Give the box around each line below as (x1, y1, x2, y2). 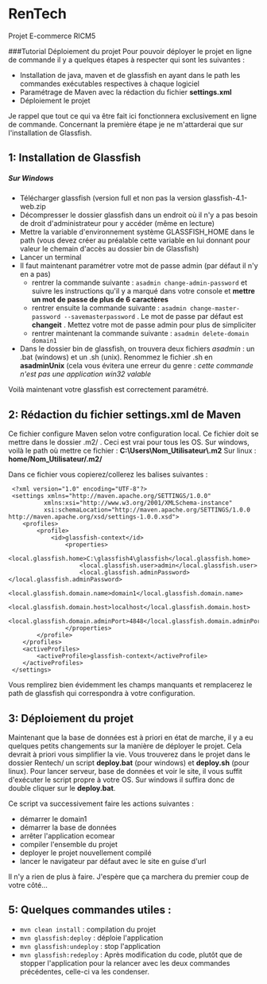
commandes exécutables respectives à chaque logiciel (19, 79, 200, 88)
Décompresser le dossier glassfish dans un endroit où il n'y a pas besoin (19, 210, 258, 220)
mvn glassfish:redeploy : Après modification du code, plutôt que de (19, 950, 242, 959)
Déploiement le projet (19, 95, 91, 105)
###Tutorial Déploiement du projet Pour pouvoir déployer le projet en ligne (8, 46, 253, 56)
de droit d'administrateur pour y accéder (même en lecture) (19, 219, 215, 228)
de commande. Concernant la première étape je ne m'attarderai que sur (8, 119, 244, 129)
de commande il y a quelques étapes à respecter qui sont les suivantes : (8, 55, 245, 64)
